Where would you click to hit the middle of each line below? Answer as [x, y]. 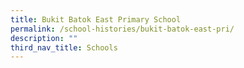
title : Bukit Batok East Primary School [96, 19]
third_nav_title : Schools [64, 47]
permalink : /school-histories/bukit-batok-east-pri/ [122, 29]
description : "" [44, 38]
